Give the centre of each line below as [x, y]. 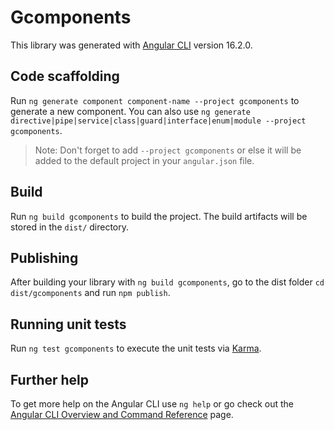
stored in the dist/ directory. [70, 227]
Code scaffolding [65, 76]
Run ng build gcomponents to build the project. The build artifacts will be [159, 216]
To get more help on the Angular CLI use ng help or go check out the [152, 404]
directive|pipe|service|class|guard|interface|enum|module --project [158, 121]
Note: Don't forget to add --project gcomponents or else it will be [168, 150]
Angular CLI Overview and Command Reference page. [122, 414]
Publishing [44, 257]
